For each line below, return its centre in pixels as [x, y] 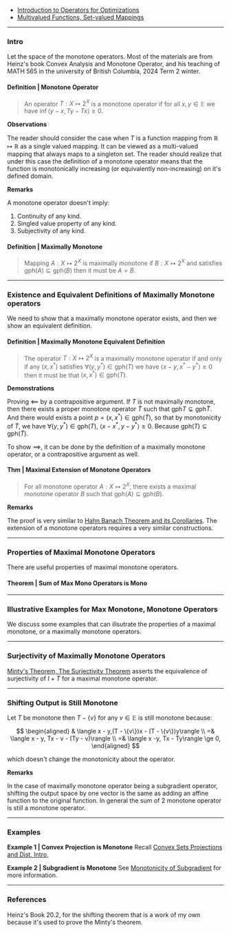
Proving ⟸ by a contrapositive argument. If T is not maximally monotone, [111, 402]
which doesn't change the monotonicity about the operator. [91, 759]
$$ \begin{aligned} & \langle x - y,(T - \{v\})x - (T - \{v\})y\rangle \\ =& [115, 731]
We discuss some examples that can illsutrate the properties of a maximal [111, 625]
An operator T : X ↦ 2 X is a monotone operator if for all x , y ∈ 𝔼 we [119, 103]
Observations [27, 124]
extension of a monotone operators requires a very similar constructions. [110, 528]
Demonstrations [31, 389]
